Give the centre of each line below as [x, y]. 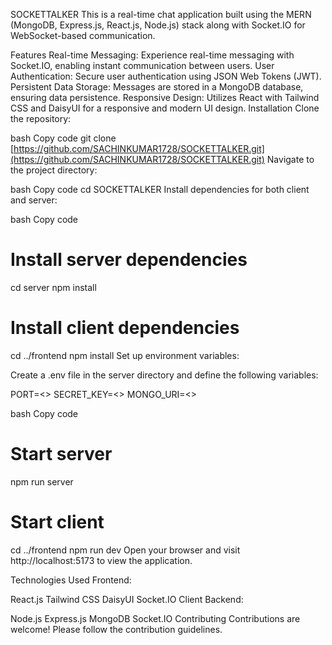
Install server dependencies [129, 260]
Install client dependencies [125, 328]
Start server [61, 454]
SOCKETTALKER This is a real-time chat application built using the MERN [161, 14]
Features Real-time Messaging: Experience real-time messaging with [152, 55]
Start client [57, 522]
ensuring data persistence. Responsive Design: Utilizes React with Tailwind [165, 97]
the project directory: [54, 170]
